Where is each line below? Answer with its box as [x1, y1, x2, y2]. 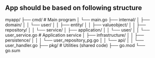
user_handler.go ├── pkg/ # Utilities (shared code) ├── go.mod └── [5, 42, 146, 48]
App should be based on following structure [5, 4, 142, 12]
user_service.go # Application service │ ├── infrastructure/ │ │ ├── [5, 32, 144, 38]
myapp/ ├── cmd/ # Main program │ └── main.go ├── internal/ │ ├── [5, 16, 150, 22]
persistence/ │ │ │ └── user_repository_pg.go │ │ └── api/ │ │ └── [5, 37, 144, 43]
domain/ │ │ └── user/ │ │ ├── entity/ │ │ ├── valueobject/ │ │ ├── [5, 22, 146, 28]
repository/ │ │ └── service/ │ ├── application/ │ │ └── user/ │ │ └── [5, 27, 150, 33]
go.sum [5, 47, 21, 53]
